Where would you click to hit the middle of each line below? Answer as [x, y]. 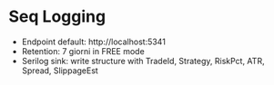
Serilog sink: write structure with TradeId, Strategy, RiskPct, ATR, [143, 61]
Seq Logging [57, 17]
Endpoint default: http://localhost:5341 [93, 42]
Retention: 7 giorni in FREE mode [83, 51]
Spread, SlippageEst [60, 71]
